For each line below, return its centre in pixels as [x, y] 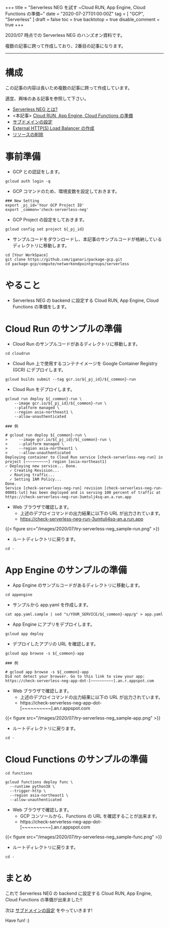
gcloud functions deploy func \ [39, 782]
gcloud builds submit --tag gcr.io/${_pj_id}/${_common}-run [71, 379]
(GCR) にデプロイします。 [39, 369]
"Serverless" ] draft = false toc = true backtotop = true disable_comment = [82, 19]
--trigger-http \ [28, 791]
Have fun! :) [17, 920]
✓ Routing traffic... [32, 475]
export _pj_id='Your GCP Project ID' [45, 205]
